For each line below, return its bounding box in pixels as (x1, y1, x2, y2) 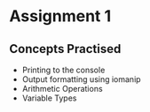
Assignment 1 (9, 6, 112, 26)
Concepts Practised (9, 41, 122, 56)
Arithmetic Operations (21, 84, 104, 93)
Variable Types (21, 93, 77, 103)
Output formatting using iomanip (21, 74, 141, 85)
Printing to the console (21, 64, 106, 75)
